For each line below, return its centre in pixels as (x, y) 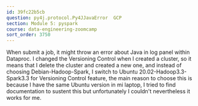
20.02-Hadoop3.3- (163, 72)
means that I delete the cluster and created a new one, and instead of (94, 66)
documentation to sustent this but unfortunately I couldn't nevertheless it (98, 91)
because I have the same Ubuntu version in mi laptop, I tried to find (91, 85)
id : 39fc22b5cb (26, 12)
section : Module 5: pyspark (42, 23)
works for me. (24, 98)
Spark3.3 (18, 78)
